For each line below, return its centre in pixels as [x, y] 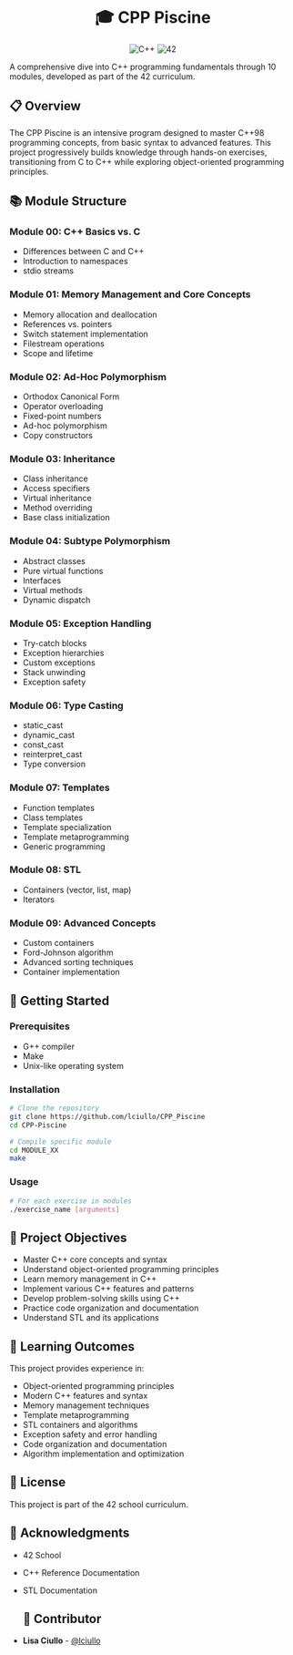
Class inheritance [55, 478]
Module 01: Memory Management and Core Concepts [130, 294]
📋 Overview [45, 106]
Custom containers [58, 943]
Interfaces [42, 581]
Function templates [59, 807]
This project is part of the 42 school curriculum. [99, 1504]
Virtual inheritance [57, 499]
